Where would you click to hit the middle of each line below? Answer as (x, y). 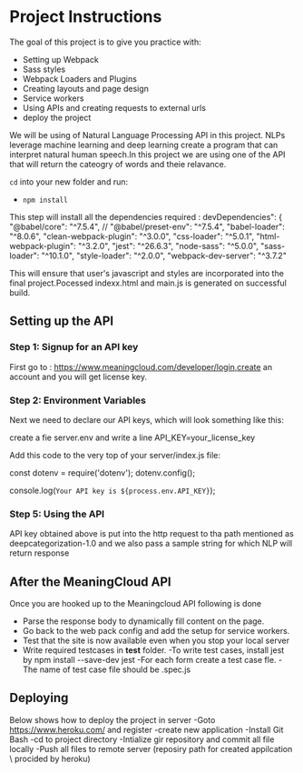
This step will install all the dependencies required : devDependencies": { (146, 216)
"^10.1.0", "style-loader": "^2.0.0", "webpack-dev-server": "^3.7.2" (164, 256)
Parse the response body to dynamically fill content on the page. (143, 621)
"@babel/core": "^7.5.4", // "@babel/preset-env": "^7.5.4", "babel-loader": (147, 226)
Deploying (39, 698)
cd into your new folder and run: (69, 181)
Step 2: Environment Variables (78, 400)
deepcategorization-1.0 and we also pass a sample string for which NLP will (151, 544)
